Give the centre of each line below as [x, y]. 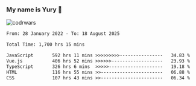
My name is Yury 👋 [34, 10]
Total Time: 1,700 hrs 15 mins [46, 45]
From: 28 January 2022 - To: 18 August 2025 [63, 34]
